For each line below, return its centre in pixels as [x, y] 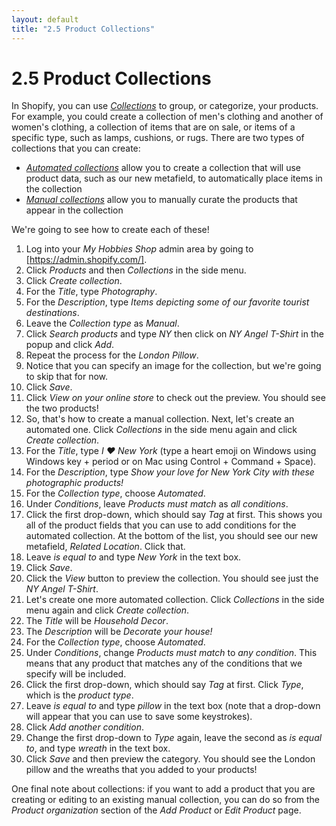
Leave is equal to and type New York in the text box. [133, 557]
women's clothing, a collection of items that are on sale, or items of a [153, 127]
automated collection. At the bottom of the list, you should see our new [172, 536]
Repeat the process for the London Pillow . [112, 355]
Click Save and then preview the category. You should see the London [170, 759]
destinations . [52, 313]
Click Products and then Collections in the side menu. [136, 270]
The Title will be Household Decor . [97, 621]
